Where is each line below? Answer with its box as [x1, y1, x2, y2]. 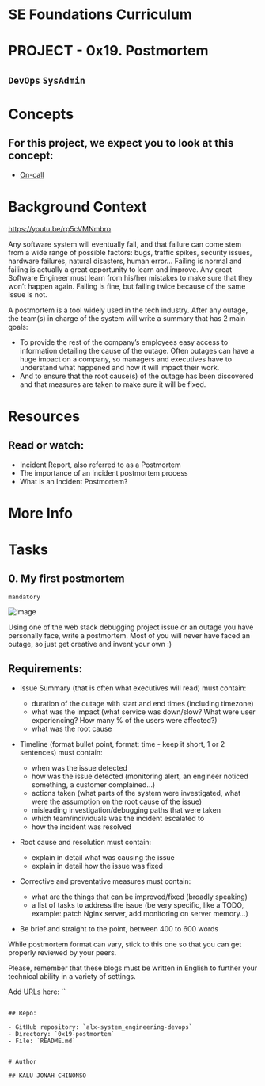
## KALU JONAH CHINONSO [8, 1072, 87, 1080]
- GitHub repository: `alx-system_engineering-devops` [8, 1023, 193, 1031]
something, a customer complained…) [31, 779, 156, 790]
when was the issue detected [31, 763, 128, 772]
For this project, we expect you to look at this [8, 136, 234, 150]
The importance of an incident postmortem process [19, 468, 188, 477]
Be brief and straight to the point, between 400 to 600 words [19, 923, 219, 933]
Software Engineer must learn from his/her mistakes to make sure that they [8, 273, 253, 282]
